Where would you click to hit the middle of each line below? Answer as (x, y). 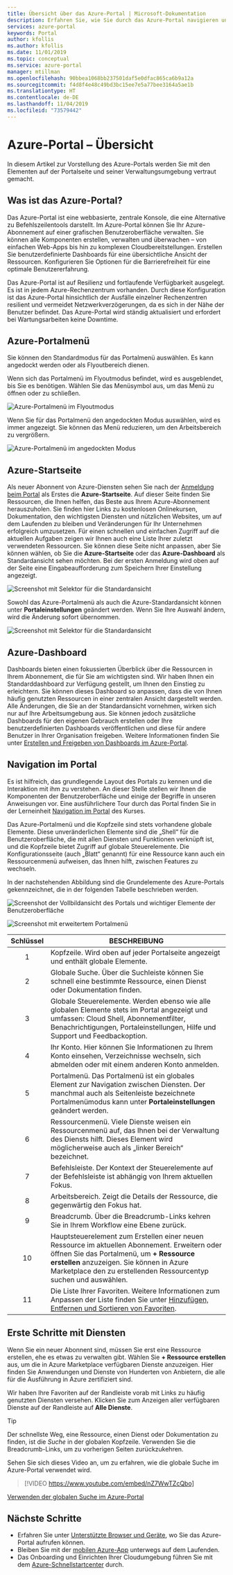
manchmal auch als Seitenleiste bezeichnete (123, 1093)
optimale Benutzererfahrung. (48, 269)
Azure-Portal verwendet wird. (50, 1469)
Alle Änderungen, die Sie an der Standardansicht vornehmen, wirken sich (112, 706)
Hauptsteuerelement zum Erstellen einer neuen (127, 1236)
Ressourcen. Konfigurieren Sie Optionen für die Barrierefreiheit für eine (109, 262)
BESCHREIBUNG (137, 941)
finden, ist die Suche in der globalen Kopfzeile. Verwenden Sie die (102, 1442)
